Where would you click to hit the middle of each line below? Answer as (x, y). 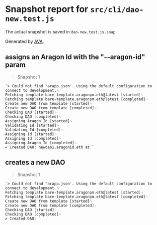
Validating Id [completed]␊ (35, 130)
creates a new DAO (35, 162)
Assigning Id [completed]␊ (34, 138)
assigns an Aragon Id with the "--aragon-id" (75, 57)
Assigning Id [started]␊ (31, 134)
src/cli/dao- (117, 10)
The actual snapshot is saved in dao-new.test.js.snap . (61, 31)
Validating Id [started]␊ (32, 125)
